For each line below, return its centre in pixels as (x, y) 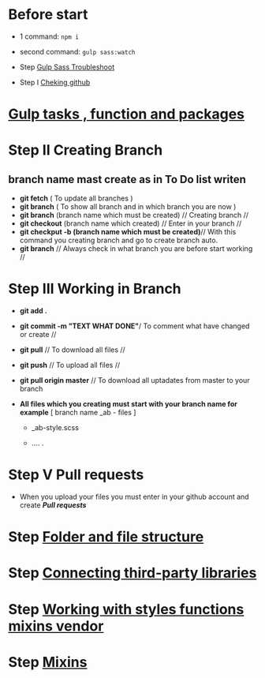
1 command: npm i (49, 36)
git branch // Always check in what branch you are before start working (136, 249)
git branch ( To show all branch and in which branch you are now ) (128, 207)
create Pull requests (53, 505)
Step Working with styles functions (126, 609)
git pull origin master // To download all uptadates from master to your (134, 380)
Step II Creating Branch (86, 150)
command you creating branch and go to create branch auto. (119, 240)
